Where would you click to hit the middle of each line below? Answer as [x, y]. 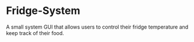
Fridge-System [43, 11]
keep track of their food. [35, 33]
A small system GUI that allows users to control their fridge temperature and [97, 27]
